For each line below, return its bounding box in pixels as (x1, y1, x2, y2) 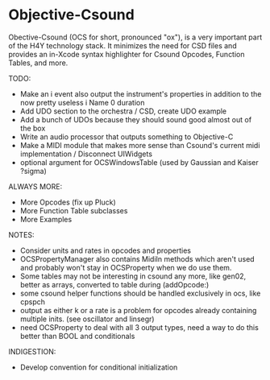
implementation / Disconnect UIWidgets (19, 149, 153, 159)
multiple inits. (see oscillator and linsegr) (19, 314, 155, 324)
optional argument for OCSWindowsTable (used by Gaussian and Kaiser (19, 157, 260, 167)
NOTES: (8, 229, 35, 239)
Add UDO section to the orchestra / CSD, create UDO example (19, 106, 227, 116)
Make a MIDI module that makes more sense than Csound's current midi (19, 140, 260, 150)
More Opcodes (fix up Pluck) (19, 197, 117, 207)
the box (19, 123, 46, 133)
